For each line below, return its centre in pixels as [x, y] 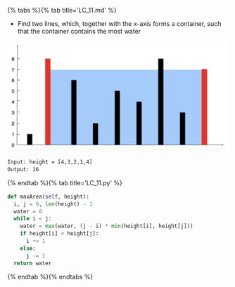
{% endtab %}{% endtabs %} [50, 276]
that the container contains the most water [79, 31]
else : [28, 248]
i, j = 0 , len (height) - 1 [53, 204]
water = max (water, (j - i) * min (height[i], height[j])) [107, 226]
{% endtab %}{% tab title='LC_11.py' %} [65, 182]
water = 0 [28, 211]
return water [33, 263]
